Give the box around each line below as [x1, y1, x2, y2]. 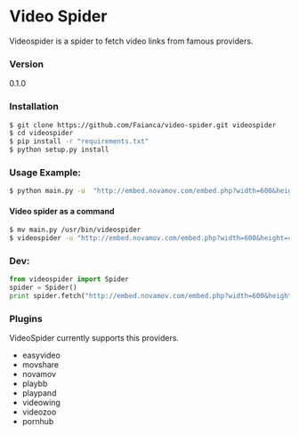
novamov [21, 369, 57, 380]
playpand [21, 388, 57, 399]
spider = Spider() [9, 283, 77, 293]
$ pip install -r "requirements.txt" [9, 137, 149, 146]
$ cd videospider [9, 129, 74, 138]
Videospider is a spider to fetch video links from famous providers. [9, 36, 254, 46]
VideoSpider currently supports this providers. [9, 333, 180, 343]
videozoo [21, 407, 57, 417]
